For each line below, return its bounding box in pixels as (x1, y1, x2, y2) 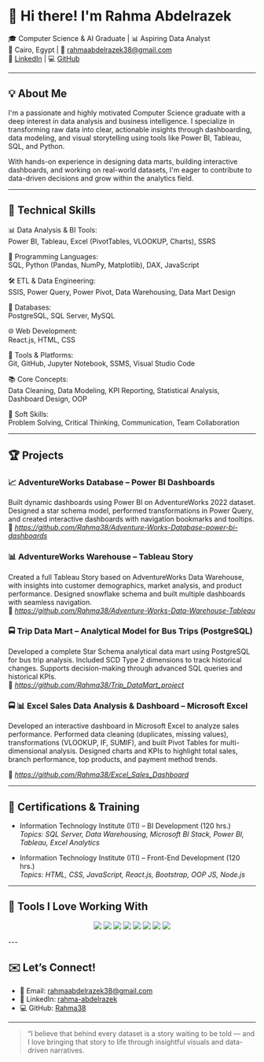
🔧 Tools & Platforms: (8, 350, 74, 359)
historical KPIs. (8, 671, 57, 681)
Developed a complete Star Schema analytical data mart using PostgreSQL (8, 646, 251, 656)
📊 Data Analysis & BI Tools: (8, 225, 97, 235)
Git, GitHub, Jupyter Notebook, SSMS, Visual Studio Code (8, 358, 196, 368)
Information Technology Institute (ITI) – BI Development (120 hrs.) (19, 821, 232, 830)
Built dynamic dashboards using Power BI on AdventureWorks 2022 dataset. (8, 498, 256, 507)
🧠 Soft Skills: (8, 409, 49, 418)
